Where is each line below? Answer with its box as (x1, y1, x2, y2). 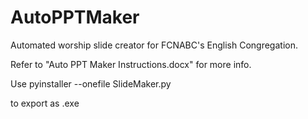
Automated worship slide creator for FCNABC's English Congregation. (10, 39, 298, 51)
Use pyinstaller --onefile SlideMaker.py (10, 77, 172, 90)
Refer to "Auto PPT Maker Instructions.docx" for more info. (10, 58, 252, 70)
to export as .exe (10, 97, 80, 109)
